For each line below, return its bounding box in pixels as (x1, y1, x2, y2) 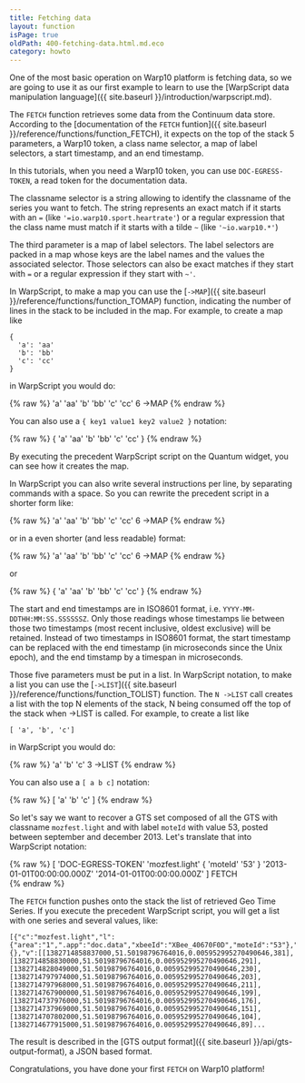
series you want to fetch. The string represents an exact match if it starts (9, 202, 281, 214)
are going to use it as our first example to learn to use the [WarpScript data (9, 82, 290, 93)
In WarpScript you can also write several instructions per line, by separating (9, 479, 292, 490)
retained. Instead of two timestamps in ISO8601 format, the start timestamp (9, 633, 291, 643)
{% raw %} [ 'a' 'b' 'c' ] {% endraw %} (9, 795, 152, 805)
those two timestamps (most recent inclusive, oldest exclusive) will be (9, 622, 271, 633)
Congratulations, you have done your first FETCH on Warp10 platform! (9, 1064, 265, 1075)
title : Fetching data (9, 13, 92, 23)
